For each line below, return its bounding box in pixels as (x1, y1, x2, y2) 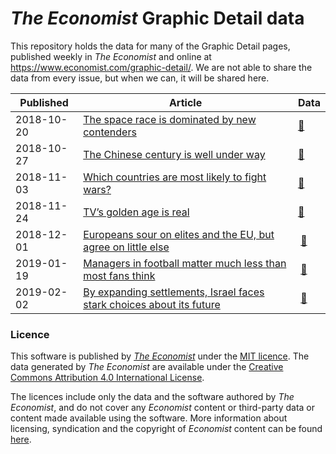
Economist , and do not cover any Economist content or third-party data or (10, 402, 316, 414)
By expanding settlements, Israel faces (83, 285, 265, 299)
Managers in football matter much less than (83, 256, 287, 270)
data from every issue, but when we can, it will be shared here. (10, 72, 270, 84)
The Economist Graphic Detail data (10, 7, 305, 30)
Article (168, 95, 203, 109)
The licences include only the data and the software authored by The (10, 391, 295, 403)
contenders (83, 125, 137, 139)
